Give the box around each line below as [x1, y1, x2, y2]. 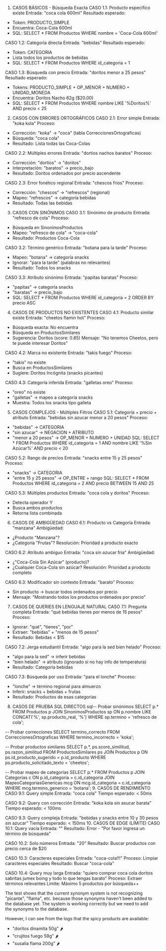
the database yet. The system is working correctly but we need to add [5, 901, 149, 906]
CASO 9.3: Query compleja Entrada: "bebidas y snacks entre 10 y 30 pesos [5, 815, 159, 821]
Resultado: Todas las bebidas [12, 200, 73, 206]
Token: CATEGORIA [12, 50, 53, 55]
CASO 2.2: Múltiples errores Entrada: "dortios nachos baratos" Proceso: [5, 150, 153, 156]
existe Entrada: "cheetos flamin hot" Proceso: [12, 315, 106, 320]
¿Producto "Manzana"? [12, 535, 60, 540]
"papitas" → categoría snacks [12, 284, 73, 290]
